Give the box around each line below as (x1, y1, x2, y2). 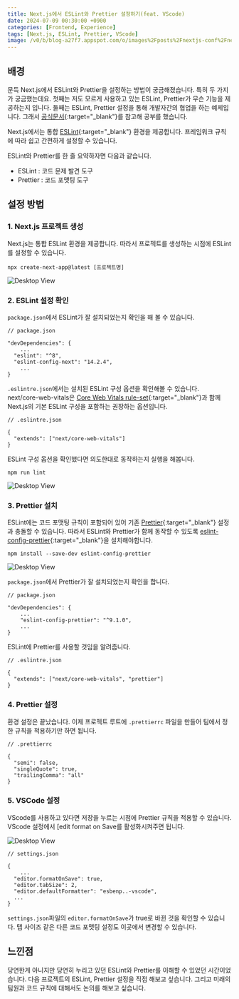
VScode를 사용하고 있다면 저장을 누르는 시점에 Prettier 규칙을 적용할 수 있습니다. (7, 813, 232, 821)
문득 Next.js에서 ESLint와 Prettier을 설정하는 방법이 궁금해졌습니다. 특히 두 (7, 85, 216, 93)
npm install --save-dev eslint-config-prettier (7, 550, 152, 557)
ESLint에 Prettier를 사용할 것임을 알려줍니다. (7, 643, 131, 651)
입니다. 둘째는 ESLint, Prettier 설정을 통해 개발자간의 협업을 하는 (31, 103, 211, 111)
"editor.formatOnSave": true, (14, 875, 103, 882)
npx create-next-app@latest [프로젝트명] (7, 263, 124, 271)
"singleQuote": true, (14, 765, 78, 773)
